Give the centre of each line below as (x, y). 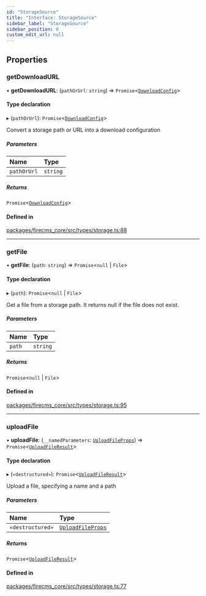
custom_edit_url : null (35, 35)
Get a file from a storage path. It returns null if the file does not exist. (93, 304)
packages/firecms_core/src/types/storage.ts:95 (67, 405)
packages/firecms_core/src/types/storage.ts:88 (67, 230)
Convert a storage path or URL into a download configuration (83, 130)
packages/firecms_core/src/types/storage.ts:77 (67, 586)
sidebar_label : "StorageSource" (48, 23)
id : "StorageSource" (33, 12)
